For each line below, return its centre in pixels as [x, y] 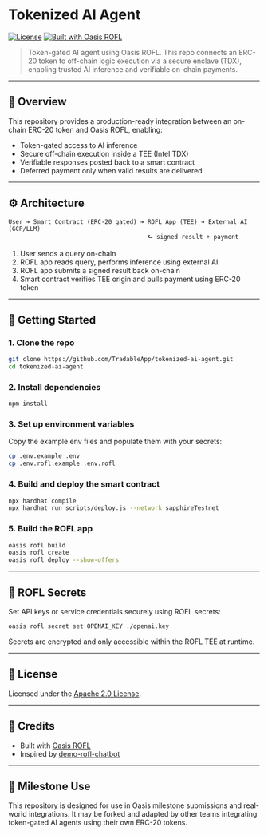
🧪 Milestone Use [49, 786]
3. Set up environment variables [71, 424]
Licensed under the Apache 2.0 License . [75, 694]
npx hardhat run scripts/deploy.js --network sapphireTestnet [114, 508]
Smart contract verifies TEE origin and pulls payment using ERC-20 [130, 279]
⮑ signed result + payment [193, 237]
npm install [28, 404]
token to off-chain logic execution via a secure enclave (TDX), [140, 61]
